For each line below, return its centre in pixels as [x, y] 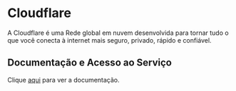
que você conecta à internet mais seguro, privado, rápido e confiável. [109, 40]
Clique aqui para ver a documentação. [63, 80]
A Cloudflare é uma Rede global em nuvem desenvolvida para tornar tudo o [118, 33]
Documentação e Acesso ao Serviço [90, 63]
